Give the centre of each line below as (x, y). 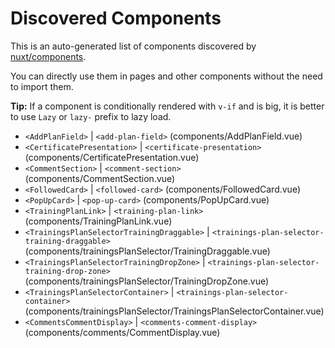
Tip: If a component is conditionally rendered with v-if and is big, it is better (167, 106)
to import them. (42, 86)
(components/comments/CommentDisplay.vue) (122, 332)
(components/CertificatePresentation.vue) (112, 157)
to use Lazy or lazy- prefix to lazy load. (91, 116)
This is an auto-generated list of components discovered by (133, 46)
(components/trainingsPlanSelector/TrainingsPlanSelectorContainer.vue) (174, 311)
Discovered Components (116, 18)
